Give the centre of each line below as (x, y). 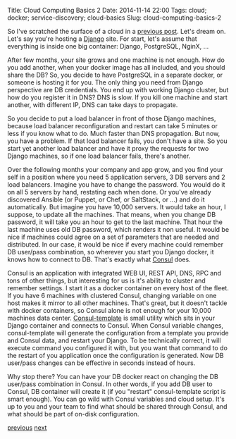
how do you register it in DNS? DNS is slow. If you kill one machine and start (117, 97)
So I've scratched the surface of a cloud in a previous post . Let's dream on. (117, 31)
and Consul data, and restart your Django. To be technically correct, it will (114, 340)
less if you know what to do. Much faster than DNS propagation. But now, (114, 134)
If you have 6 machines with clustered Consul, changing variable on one (112, 296)
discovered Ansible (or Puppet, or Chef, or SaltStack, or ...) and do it (106, 199)
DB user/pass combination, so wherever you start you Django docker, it (111, 252)
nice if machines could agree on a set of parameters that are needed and (113, 237)
